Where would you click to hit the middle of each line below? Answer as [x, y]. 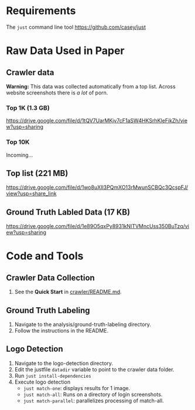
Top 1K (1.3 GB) [28, 108]
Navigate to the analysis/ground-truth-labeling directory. [83, 324]
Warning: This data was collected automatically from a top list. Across [91, 86]
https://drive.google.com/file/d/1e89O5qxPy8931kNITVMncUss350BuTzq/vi [97, 226]
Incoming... [20, 155]
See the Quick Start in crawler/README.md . [68, 292]
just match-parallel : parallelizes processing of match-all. [93, 401]
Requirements [41, 11]
